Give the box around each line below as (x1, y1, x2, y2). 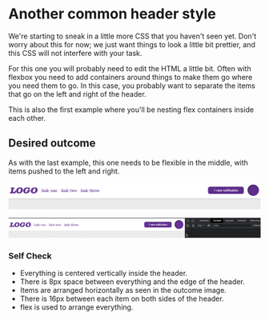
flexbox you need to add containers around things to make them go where (8, 72, 253, 82)
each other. (8, 113, 46, 122)
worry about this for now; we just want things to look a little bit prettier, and (8, 39, 256, 49)
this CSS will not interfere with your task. (8, 48, 143, 58)
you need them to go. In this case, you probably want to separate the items (8, 81, 256, 90)
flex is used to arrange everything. (19, 302, 134, 312)
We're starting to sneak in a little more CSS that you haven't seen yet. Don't (8, 31, 257, 41)
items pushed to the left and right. (8, 166, 120, 176)
